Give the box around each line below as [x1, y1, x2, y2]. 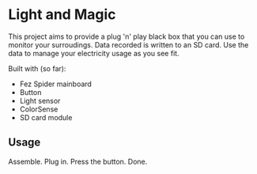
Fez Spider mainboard [19, 79, 93, 89]
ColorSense [19, 104, 59, 114]
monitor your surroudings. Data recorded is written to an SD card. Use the [8, 40, 249, 49]
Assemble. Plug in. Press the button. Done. [8, 157, 148, 166]
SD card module [19, 112, 73, 122]
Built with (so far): [8, 63, 66, 73]
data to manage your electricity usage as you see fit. [8, 48, 180, 58]
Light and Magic [8, 6, 116, 24]
